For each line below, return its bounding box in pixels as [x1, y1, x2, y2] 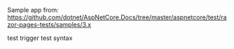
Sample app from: [7, 6, 60, 14]
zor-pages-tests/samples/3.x [7, 21, 92, 28]
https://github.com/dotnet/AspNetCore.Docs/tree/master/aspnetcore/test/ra [7, 13, 227, 21]
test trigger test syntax [7, 34, 73, 42]
